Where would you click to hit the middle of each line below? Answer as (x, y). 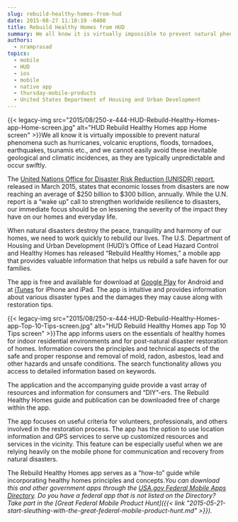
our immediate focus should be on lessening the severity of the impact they (118, 209)
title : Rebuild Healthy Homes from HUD (66, 27)
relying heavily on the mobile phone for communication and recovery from (116, 451)
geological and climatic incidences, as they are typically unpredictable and (116, 158)
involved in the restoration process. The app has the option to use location (116, 429)
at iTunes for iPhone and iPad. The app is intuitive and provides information (117, 289)
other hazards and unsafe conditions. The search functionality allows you (114, 364)
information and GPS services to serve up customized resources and (108, 436)
